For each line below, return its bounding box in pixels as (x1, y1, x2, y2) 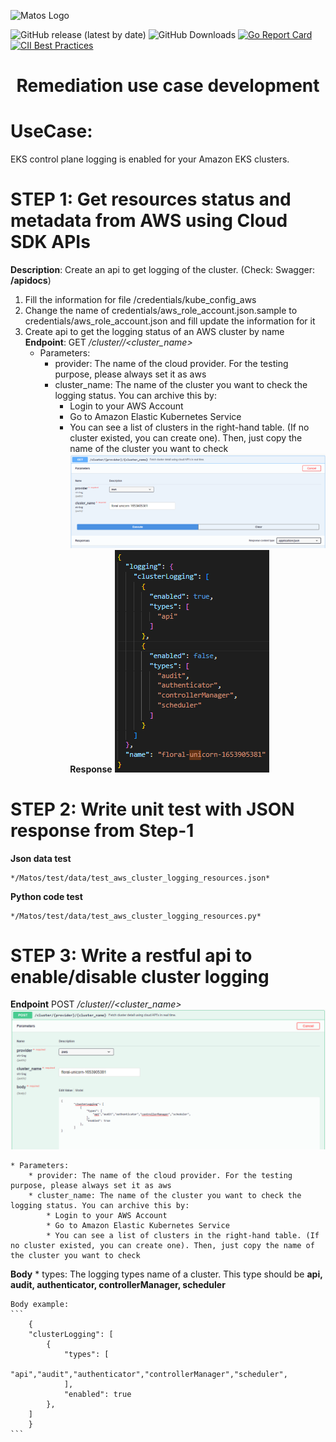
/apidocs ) (10, 275, 52, 287)
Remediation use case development (16, 75, 320, 97)
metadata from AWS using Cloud (10, 210, 288, 232)
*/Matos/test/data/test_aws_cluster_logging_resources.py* (10, 911, 262, 921)
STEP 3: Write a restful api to (10, 944, 253, 967)
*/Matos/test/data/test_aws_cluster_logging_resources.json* (10, 873, 271, 883)
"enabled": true (63, 1389, 132, 1399)
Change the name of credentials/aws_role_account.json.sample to (24, 305, 298, 317)
